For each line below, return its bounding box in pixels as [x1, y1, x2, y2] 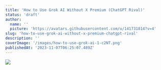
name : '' [10, 21, 29, 27]
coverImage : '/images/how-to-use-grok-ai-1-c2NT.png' [5, 41, 123, 46]
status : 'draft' [5, 12, 40, 17]
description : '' [5, 36, 40, 41]
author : [5, 17, 22, 22]
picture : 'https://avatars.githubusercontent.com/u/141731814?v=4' [10, 26, 157, 31]
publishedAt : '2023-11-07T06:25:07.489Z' [5, 45, 95, 50]
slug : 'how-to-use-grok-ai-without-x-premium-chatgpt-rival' [5, 31, 139, 36]
